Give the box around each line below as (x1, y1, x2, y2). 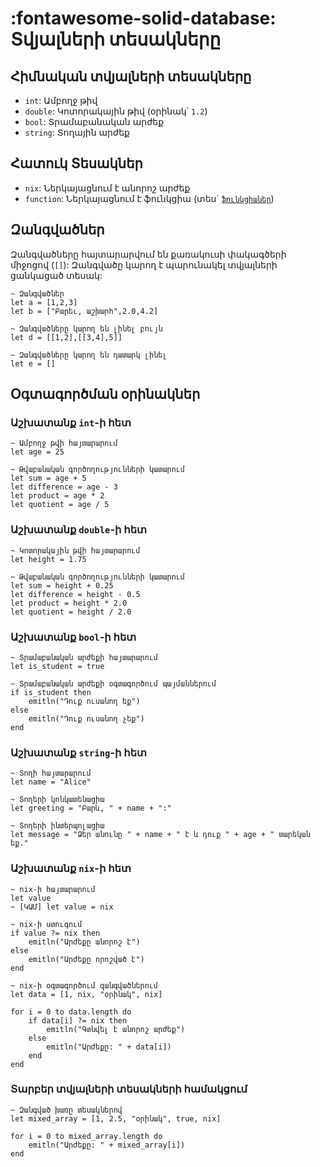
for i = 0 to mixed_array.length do (10, 1131, 163, 1141)
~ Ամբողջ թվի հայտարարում (10, 438, 118, 449)
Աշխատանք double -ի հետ (10, 523, 147, 537)
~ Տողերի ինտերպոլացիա (10, 821, 105, 831)
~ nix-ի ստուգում (10, 919, 83, 929)
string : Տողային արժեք (24, 127, 130, 138)
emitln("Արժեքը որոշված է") (28, 954, 145, 964)
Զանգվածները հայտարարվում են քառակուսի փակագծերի (10, 248, 287, 260)
